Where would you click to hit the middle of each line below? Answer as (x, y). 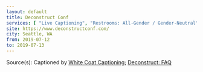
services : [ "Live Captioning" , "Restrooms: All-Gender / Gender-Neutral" (102, 23)
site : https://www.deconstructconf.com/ (58, 28)
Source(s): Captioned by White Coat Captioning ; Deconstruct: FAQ (89, 62)
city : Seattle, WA (29, 34)
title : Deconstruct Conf (37, 17)
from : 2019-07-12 (28, 40)
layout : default (27, 12)
